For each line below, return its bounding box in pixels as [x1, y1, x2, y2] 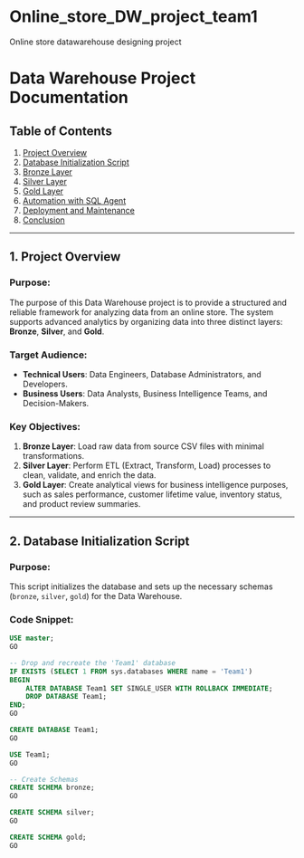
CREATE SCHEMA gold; [9, 833, 88, 842]
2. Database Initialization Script [9, 533, 190, 548]
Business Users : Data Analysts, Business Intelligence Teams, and [22, 387, 268, 399]
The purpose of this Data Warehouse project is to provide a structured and [9, 297, 288, 308]
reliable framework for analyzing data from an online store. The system [9, 306, 274, 318]
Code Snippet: [9, 613, 74, 625]
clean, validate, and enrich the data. [22, 470, 157, 481]
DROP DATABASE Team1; [25, 692, 107, 701]
